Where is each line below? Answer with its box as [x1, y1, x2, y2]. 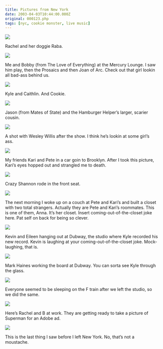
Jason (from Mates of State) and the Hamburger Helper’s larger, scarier [5, 109, 148, 115]
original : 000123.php [5, 16, 49, 21]
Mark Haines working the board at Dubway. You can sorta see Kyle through [5, 263, 156, 268]
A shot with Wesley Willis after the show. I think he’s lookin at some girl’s [5, 133, 150, 139]
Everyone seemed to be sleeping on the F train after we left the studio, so [5, 287, 152, 292]
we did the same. [5, 291, 40, 298]
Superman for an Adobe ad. [5, 315, 61, 321]
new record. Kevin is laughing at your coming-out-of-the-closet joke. [5, 239, 144, 245]
